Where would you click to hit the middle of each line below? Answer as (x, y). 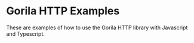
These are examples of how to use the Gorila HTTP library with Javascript (97, 27)
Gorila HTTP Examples (63, 11)
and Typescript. (25, 33)
